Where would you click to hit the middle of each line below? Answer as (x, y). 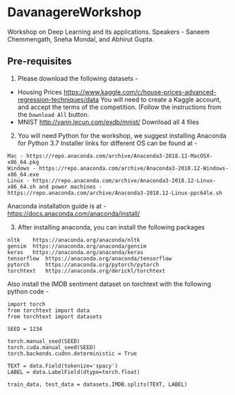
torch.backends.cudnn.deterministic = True (72, 353)
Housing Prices (40, 92)
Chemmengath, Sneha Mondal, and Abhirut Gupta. (80, 39)
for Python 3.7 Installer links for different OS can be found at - (107, 143)
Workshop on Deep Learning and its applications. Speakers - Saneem (109, 32)
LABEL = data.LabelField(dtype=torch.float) (74, 372)
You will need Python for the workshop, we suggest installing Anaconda (122, 135)
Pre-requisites (40, 62)
